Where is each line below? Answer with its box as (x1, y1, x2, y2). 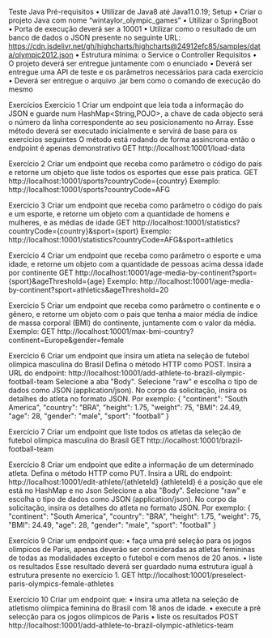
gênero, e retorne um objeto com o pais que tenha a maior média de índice (8, 310, 258, 319)
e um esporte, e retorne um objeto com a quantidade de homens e (8, 209, 230, 218)
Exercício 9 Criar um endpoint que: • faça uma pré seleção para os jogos (8, 536, 252, 546)
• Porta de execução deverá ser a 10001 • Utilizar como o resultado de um (8, 24, 257, 33)
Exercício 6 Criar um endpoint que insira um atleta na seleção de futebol (8, 351, 249, 360)
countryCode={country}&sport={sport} (8, 226, 139, 236)
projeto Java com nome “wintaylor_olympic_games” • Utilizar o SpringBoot (8, 15, 258, 25)
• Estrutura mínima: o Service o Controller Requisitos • (74, 50, 257, 59)
